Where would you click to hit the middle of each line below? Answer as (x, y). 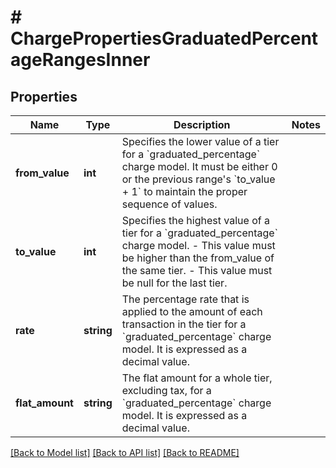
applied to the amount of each (192, 311)
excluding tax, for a (166, 390)
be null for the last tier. (174, 283)
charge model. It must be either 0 (199, 166)
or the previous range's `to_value (198, 179)
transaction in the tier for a (184, 324)
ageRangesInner (80, 60)
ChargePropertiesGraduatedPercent (164, 38)
